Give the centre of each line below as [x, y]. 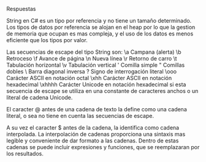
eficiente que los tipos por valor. [47, 40]
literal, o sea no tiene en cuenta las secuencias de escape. [80, 116]
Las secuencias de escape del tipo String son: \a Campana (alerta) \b [94, 52]
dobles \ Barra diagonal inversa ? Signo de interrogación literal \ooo [91, 72]
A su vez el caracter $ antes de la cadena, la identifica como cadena [93, 127]
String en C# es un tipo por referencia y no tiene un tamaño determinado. [99, 20]
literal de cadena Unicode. [40, 98]
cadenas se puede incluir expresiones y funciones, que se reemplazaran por [103, 147]
